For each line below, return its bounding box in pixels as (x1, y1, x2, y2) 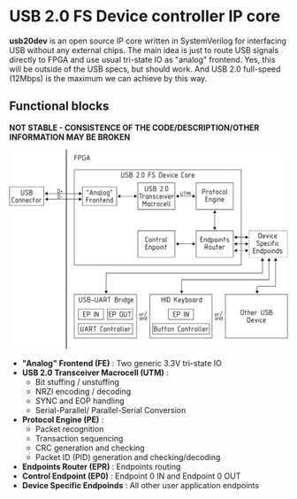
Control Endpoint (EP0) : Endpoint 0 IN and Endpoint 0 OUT (21, 471, 241, 481)
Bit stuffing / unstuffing (34, 376, 119, 387)
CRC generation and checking (34, 442, 145, 453)
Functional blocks (9, 99, 110, 114)
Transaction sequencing (34, 433, 124, 443)
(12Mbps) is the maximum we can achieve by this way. (9, 73, 208, 83)
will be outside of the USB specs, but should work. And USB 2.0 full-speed (9, 64, 281, 74)
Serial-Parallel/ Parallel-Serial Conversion (34, 404, 187, 415)
